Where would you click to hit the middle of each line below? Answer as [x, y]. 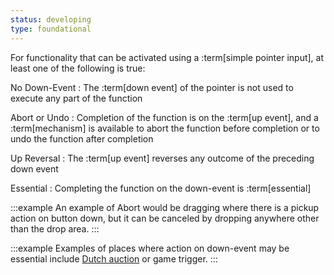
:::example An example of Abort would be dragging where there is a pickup [165, 207]
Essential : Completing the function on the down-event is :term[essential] [161, 188]
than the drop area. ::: [55, 228]
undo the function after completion [82, 138]
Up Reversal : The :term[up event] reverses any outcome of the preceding [162, 158]
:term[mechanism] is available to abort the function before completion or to [165, 128]
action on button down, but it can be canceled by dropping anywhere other [165, 218]
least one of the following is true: [78, 68]
